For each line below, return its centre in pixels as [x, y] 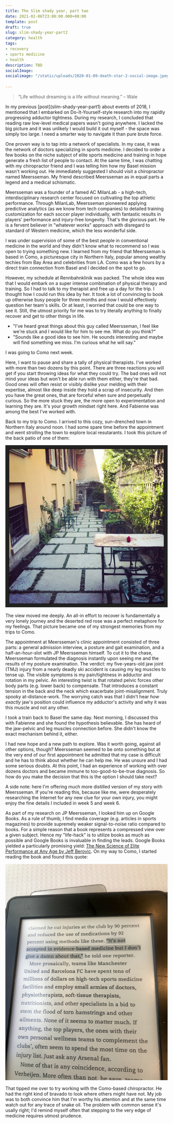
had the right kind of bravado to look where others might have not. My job [84, 1094]
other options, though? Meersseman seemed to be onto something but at [83, 749]
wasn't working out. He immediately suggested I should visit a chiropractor [85, 171]
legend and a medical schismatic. [41, 182]
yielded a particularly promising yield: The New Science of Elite [73, 846]
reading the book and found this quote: [47, 857]
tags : [11, 44]
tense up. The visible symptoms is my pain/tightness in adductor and [79, 675]
